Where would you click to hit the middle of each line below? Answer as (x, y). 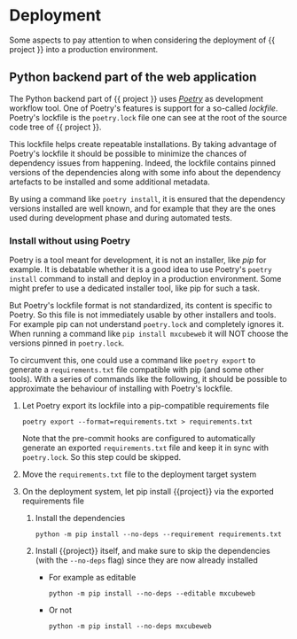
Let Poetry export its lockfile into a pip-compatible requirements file (145, 406)
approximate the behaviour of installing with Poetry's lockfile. (121, 389)
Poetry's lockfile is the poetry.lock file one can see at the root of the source (148, 117)
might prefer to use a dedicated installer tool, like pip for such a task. (134, 288)
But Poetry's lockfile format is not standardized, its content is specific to (141, 306)
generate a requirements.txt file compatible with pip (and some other (137, 370)
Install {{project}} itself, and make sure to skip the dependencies (152, 551)
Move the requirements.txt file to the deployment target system (139, 474)
